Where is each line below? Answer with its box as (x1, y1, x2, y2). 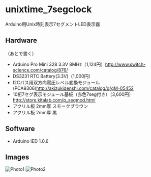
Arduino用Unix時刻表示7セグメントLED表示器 (5, 21, 100, 27)
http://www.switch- (105, 61, 146, 67)
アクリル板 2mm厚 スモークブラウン (12, 103, 88, 109)
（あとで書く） (5, 50, 37, 57)
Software (5, 124, 35, 133)
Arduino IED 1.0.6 (12, 138, 49, 144)
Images (5, 153, 29, 161)
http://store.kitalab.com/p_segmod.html (12, 97, 96, 103)
